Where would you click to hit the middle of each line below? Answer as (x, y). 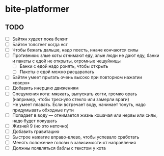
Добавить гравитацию (36, 131)
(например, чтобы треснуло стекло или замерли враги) (70, 99)
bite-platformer (37, 9)
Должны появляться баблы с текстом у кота (59, 148)
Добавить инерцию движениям (45, 88)
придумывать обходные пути (43, 110)
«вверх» (21, 83)
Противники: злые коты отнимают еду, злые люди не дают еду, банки (86, 55)
